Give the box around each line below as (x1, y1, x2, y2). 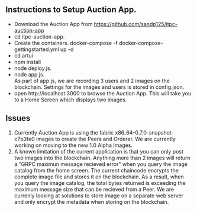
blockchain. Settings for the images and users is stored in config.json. (14, 83, 185, 91)
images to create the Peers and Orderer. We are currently (35, 135, 176, 142)
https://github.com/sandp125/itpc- (93, 20, 178, 27)
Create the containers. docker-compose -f (14, 39, 118, 46)
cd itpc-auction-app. (14, 33, 65, 40)
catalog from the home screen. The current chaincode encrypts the (14, 167, 179, 174)
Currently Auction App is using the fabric (14, 129, 114, 136)
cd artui (14, 52, 33, 59)
